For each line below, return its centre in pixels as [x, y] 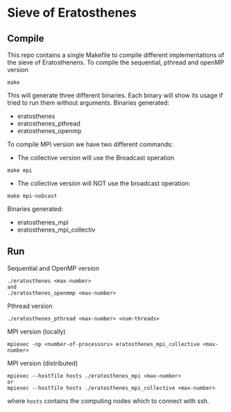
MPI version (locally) [36, 332]
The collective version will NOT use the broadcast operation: [104, 183]
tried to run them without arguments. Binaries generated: [88, 103]
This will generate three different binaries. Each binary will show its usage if [115, 95]
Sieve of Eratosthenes [72, 13]
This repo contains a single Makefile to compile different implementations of [116, 55]
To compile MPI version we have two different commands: [90, 144]
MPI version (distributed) [43, 363]
